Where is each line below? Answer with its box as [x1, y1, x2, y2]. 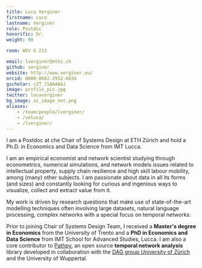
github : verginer [6, 64, 50, 70]
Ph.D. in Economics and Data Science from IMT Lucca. [6, 143, 142, 151]
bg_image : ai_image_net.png [6, 98, 77, 104]
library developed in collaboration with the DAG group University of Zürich [6, 248, 191, 256]
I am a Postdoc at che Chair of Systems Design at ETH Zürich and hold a [6, 137, 186, 144]
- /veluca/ [17, 114, 45, 120]
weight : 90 [6, 37, 34, 43]
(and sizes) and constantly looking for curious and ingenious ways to [6, 180, 178, 187]
